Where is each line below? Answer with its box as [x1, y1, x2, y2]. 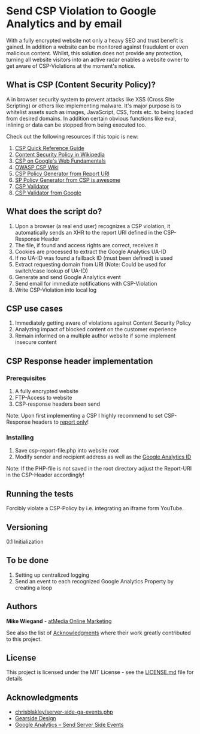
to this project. [6, 635, 42, 643]
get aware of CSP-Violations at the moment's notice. [6, 62, 136, 70]
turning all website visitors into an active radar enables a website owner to [6, 56, 189, 63]
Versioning [6, 522, 48, 532]
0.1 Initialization [6, 538, 44, 545]
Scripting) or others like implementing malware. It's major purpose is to [6, 102, 181, 109]
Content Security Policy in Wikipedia [14, 151, 105, 158]
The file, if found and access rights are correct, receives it [14, 241, 159, 248]
